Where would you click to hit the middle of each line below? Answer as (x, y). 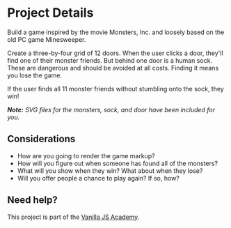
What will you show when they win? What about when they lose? (110, 170)
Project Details (50, 13)
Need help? (32, 200)
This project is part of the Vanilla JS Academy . (73, 217)
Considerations (41, 139)
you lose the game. (35, 75)
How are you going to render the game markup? (86, 155)
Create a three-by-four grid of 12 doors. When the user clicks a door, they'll (115, 53)
